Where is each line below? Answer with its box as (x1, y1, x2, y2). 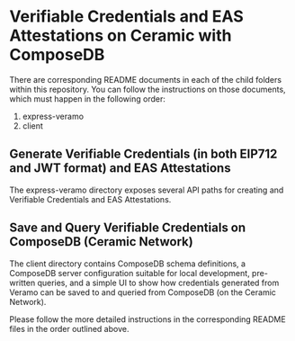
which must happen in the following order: (9, 93, 166, 104)
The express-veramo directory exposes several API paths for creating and (9, 184, 284, 195)
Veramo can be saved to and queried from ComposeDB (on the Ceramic (9, 286, 277, 298)
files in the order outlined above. (9, 323, 130, 334)
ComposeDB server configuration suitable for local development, (9, 267, 250, 278)
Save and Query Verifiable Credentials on (9, 220, 246, 236)
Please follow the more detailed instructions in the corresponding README (9, 313, 286, 325)
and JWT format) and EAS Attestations (9, 160, 231, 176)
